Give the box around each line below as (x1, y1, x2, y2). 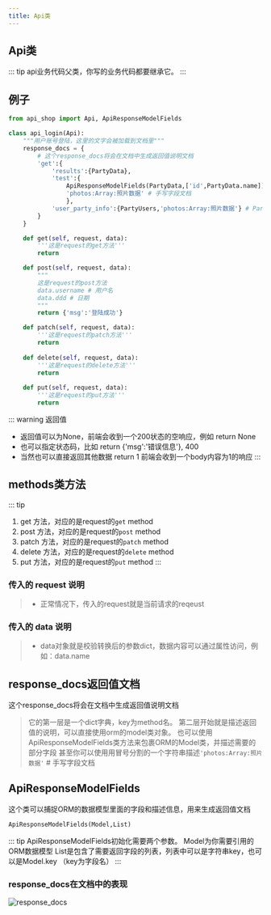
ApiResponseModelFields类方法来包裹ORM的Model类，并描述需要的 (27, 738, 256, 748)
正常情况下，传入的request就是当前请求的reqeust (40, 599, 204, 608)
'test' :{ (51, 175, 81, 183)
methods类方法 (8, 478, 86, 492)
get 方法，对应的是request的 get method (19, 516, 153, 526)
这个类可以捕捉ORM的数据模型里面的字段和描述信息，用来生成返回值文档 (8, 804, 252, 814)
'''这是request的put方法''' (37, 392, 126, 400)
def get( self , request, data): (23, 234, 128, 243)
